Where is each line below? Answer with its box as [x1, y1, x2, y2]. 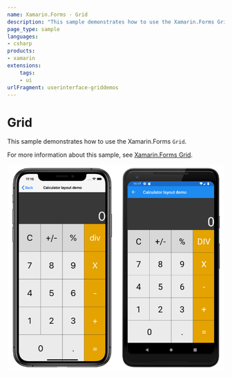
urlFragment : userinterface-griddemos [7, 84, 119, 91]
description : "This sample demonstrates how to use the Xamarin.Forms [7, 18, 215, 26]
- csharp [7, 40, 32, 48]
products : [7, 48, 36, 55]
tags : [19, 69, 36, 76]
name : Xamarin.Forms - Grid [7, 11, 88, 18]
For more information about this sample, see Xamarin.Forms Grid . [7, 151, 193, 159]
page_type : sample [7, 26, 60, 32]
